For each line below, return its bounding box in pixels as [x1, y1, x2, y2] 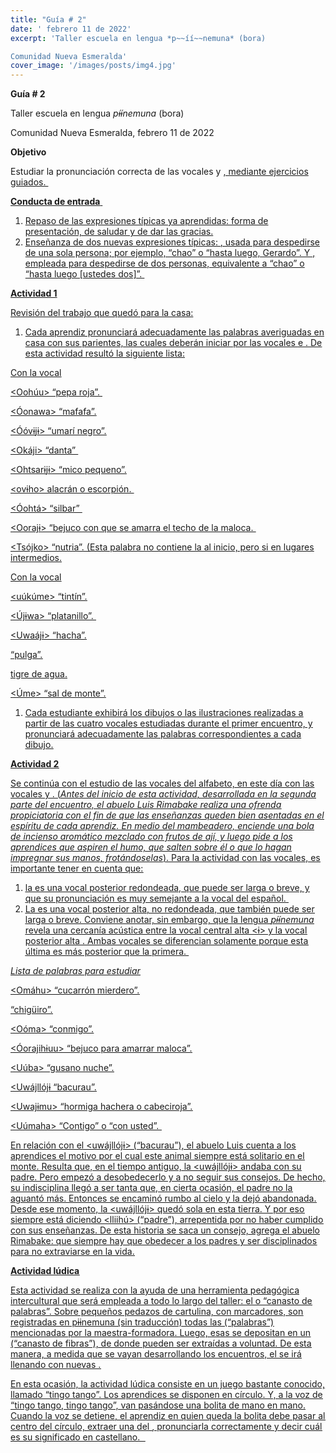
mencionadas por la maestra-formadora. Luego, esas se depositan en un [10, 1327, 312, 1339]
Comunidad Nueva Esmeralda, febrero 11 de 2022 [10, 127, 215, 139]
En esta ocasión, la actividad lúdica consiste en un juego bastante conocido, [10, 1378, 325, 1390]
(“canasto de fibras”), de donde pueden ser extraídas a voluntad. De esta [10, 1337, 312, 1350]
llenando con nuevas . [10, 1359, 102, 1371]
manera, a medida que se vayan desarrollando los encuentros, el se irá [10, 1348, 302, 1360]
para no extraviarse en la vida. [10, 1246, 135, 1258]
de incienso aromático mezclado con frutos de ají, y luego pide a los [10, 831, 293, 843]
